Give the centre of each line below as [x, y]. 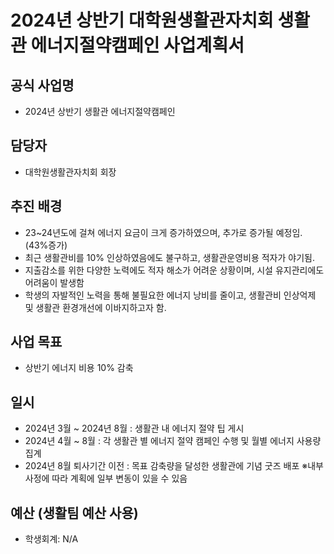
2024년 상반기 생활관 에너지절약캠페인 [100, 111]
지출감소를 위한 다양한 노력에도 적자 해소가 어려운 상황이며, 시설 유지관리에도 [174, 270]
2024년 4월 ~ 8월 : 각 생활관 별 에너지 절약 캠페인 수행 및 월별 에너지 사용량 [173, 441]
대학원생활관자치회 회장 [70, 172]
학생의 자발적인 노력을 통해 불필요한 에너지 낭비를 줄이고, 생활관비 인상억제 [170, 295]
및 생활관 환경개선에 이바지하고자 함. [95, 307]
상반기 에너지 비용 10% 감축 [79, 368]
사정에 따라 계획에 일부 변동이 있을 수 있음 [106, 478]
